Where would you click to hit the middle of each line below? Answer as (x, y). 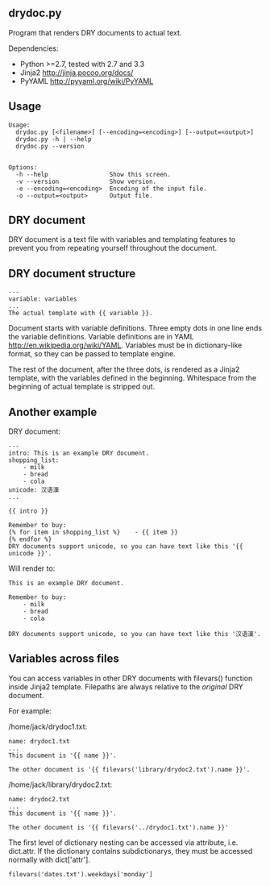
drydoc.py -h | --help (54, 139)
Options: (23, 167)
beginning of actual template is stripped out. (82, 387)
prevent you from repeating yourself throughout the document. (113, 248)
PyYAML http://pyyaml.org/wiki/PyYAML (87, 81)
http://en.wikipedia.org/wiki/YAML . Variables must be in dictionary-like (125, 345)
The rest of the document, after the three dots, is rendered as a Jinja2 (124, 369)
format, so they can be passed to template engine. (92, 354)
